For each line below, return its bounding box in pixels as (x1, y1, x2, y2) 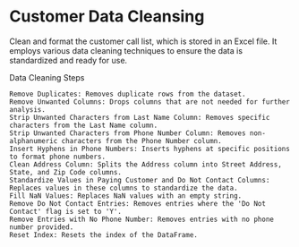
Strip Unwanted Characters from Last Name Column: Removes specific (9, 113, 270, 122)
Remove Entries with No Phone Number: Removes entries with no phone (9, 215, 275, 224)
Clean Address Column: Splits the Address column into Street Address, (9, 159, 282, 169)
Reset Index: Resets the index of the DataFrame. (9, 230, 199, 239)
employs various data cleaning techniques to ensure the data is (9, 45, 243, 55)
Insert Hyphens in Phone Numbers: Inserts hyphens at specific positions (9, 144, 291, 153)
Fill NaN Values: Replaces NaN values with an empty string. (9, 191, 243, 200)
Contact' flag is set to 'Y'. (9, 207, 123, 216)
